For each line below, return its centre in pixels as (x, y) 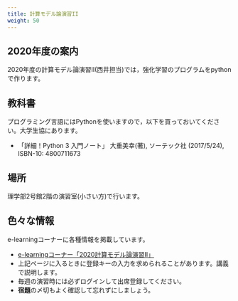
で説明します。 (39, 272)
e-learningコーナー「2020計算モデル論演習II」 (86, 254)
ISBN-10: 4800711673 (49, 154)
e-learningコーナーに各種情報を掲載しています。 (78, 239)
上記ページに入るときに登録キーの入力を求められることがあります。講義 (123, 263)
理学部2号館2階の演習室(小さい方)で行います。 (75, 196)
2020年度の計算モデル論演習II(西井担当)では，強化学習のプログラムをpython (119, 70)
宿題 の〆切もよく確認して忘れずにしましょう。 (86, 290)
